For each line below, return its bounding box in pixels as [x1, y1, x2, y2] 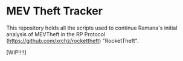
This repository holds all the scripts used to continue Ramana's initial [6, 24, 178, 31]
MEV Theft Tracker [6, 4, 103, 18]
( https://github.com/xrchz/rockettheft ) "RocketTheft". [6, 37, 139, 44]
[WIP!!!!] [6, 48, 27, 56]
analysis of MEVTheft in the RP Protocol [6, 30, 106, 37]
